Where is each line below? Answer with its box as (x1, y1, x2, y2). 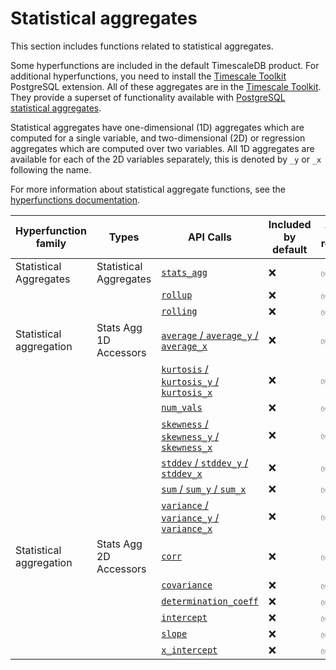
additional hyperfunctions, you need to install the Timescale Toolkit (10, 70, 287, 82)
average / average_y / (161, 328, 259, 342)
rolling (161, 305, 198, 317)
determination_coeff (161, 595, 259, 607)
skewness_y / (161, 429, 220, 443)
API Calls (188, 230, 232, 244)
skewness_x (161, 442, 213, 453)
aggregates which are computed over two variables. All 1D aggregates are (10, 142, 315, 154)
